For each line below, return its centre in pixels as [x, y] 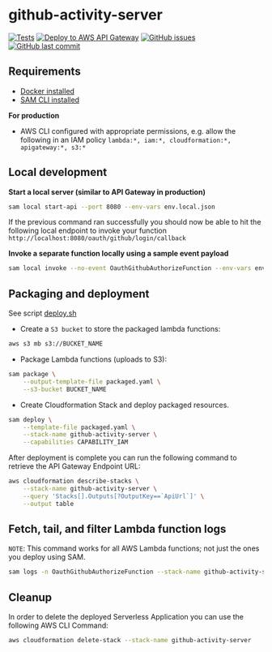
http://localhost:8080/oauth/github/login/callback [97, 238]
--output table [49, 504]
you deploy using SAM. [47, 557]
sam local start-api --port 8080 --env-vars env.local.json [112, 207]
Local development [58, 172]
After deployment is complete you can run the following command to [123, 458]
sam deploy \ [30, 419]
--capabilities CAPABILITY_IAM [76, 442]
